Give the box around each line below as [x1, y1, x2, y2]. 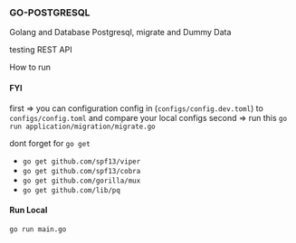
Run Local [9, 205, 48, 216]
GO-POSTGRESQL [9, 6, 91, 19]
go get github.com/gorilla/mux [22, 176, 141, 185]
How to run [9, 61, 52, 73]
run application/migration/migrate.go [9, 122, 156, 131]
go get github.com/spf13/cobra [22, 166, 141, 175]
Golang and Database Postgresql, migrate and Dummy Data [9, 27, 232, 38]
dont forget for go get [9, 137, 91, 148]
